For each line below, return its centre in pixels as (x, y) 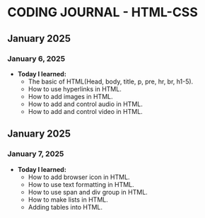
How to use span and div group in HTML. (88, 192)
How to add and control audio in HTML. (85, 104)
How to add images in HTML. (70, 96)
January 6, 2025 (36, 59)
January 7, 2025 (36, 154)
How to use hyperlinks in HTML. (75, 88)
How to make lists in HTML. (68, 200)
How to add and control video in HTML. (85, 111)
